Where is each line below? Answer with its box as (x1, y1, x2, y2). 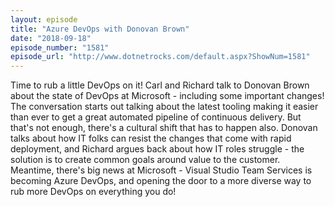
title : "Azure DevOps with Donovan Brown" (10, 24, 190, 34)
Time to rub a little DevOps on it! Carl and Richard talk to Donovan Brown (10, 79, 310, 91)
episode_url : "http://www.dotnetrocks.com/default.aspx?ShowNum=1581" (10, 52, 311, 62)
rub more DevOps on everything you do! (10, 186, 177, 198)
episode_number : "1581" (10, 42, 110, 53)
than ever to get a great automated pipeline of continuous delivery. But (10, 111, 302, 123)
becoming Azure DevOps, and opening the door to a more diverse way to (10, 175, 312, 187)
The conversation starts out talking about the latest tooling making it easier (10, 101, 319, 113)
